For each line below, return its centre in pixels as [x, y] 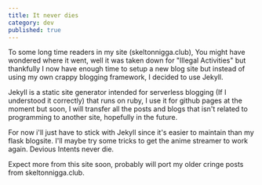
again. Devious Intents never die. [61, 149]
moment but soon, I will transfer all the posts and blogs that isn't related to [128, 109]
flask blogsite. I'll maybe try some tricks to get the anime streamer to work [128, 141]
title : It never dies [44, 15]
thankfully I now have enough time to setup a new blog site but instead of [127, 69]
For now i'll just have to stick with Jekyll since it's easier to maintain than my [131, 132]
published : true [35, 30]
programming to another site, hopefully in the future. [93, 118]
